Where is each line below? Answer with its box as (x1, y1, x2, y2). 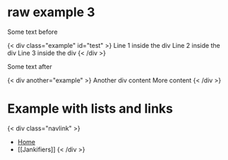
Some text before (7, 27, 58, 36)
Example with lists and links (7, 101, 174, 117)
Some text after (7, 62, 52, 70)
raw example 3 (7, 4, 95, 20)
